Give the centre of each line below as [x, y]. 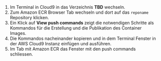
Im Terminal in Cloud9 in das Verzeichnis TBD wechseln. [67, 7]
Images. [18, 33]
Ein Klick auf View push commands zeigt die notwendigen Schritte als [82, 23]
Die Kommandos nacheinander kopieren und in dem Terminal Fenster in [83, 38]
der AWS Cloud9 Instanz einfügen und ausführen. [60, 44]
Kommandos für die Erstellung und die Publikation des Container [76, 28]
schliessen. [21, 54]
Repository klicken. [29, 17]
